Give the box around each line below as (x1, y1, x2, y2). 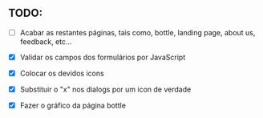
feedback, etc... (19, 36, 72, 47)
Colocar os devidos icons (19, 68, 104, 78)
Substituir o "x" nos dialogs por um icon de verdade (19, 84, 192, 94)
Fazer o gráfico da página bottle (19, 100, 127, 111)
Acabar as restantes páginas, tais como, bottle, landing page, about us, (19, 27, 256, 37)
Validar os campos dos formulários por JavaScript (19, 52, 186, 62)
